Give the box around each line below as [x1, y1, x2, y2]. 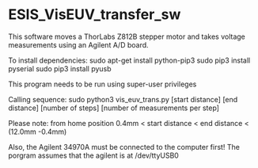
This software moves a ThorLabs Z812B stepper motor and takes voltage [8, 32, 245, 41]
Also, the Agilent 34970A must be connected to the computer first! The [8, 142, 240, 151]
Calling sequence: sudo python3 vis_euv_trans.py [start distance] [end [8, 94, 238, 104]
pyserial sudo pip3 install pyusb [8, 63, 112, 73]
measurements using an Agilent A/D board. [8, 40, 149, 49]
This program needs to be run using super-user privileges [8, 79, 197, 89]
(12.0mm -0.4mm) [8, 127, 67, 136]
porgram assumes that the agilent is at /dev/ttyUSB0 [8, 151, 180, 160]
